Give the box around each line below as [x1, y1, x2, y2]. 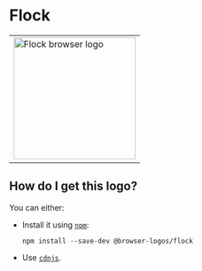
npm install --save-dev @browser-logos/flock [21, 236, 193, 245]
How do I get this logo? [9, 179, 138, 194]
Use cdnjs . [21, 252, 62, 262]
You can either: [9, 202, 65, 213]
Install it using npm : [21, 219, 89, 230]
